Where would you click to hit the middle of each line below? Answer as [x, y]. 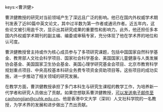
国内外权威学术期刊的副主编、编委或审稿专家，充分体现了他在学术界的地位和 [81, 36]
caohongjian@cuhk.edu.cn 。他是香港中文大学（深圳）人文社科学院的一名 [78, 99]
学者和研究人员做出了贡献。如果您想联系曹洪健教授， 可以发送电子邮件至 [81, 93]
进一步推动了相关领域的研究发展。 [47, 76]
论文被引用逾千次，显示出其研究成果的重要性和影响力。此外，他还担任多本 [83, 30]
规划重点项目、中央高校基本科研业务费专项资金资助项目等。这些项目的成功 [79, 70]
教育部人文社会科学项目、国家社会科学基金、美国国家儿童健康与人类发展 [86, 58]
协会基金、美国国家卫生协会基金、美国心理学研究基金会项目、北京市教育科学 [81, 64]
